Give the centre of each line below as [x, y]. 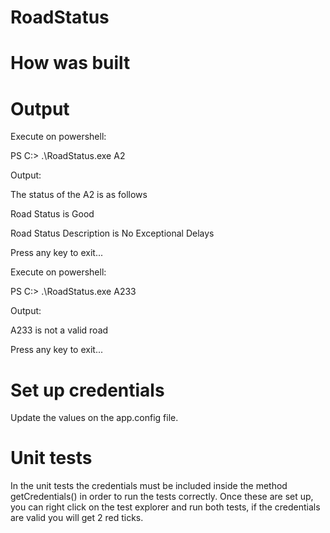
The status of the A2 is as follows [79, 195]
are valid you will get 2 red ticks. [77, 518]
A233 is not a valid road [59, 330]
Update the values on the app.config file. [94, 418]
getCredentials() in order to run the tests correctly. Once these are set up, [162, 497]
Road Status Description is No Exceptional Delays [112, 233]
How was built [70, 63]
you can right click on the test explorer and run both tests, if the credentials [165, 507]
